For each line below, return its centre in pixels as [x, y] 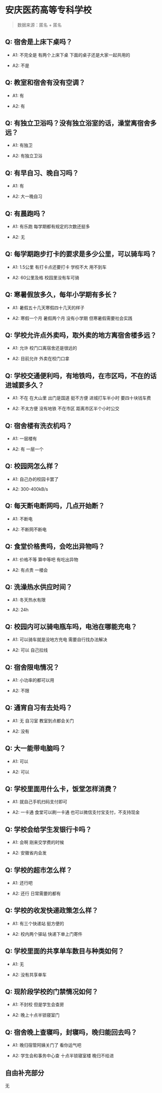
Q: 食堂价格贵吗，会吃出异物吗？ [55, 546]
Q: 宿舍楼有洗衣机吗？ [39, 425]
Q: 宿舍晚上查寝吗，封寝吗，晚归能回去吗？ [71, 1032]
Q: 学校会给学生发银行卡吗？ [49, 829]
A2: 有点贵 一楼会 [30, 570]
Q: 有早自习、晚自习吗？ [42, 173]
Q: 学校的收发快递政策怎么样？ [52, 911]
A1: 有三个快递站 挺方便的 [38, 923]
